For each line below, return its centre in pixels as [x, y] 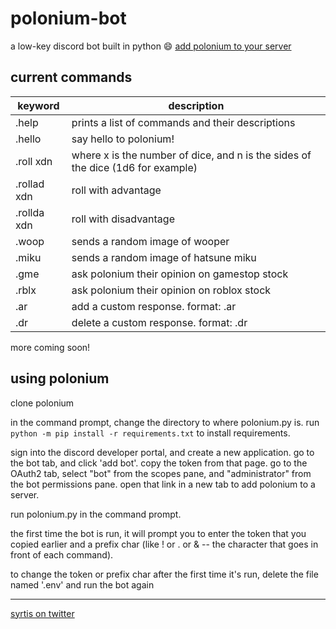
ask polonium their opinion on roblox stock [171, 290]
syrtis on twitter [42, 613]
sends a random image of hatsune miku [164, 257]
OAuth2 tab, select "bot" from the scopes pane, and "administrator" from [161, 473]
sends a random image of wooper [150, 241]
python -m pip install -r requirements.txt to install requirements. [150, 433]
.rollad [30, 184]
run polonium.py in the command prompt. [96, 514]
